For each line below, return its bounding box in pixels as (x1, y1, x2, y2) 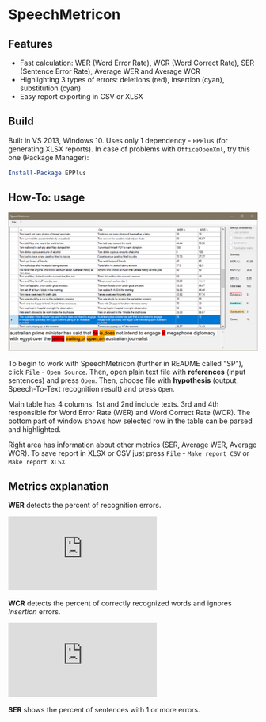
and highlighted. (8, 424, 62, 434)
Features (8, 37, 53, 51)
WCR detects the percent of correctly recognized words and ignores (8, 598, 232, 608)
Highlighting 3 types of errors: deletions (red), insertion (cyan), (19, 75, 225, 84)
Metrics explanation (8, 479, 109, 493)
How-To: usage (8, 191, 85, 204)
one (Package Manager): (8, 152, 89, 162)
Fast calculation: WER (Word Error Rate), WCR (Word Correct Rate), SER (19, 58, 255, 67)
